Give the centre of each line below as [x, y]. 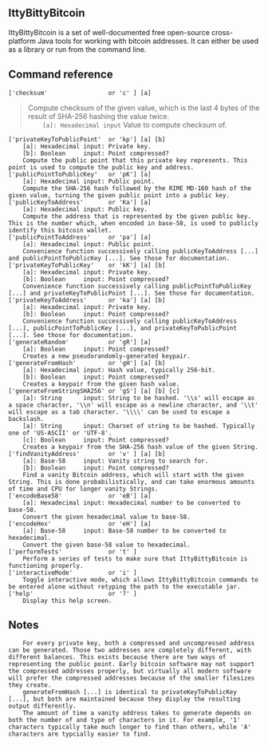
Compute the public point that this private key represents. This [135, 160]
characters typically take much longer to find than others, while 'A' [130, 727]
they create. [30, 685]
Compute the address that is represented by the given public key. [137, 216]
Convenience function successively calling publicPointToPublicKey [137, 286]
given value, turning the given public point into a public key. [119, 195]
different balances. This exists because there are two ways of [117, 657]
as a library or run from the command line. [77, 49]
